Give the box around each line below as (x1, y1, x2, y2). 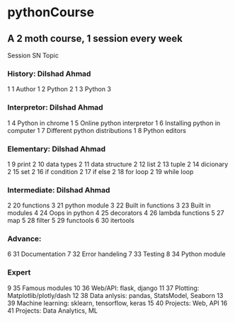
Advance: (7, 234, 42, 244)
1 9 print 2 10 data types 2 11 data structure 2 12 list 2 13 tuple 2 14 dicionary (7, 160, 229, 168)
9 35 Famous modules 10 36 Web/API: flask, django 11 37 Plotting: (7, 284, 200, 292)
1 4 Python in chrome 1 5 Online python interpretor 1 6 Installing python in (7, 118, 221, 127)
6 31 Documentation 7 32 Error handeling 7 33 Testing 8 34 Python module (7, 250, 226, 258)
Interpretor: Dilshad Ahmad (7, 103, 104, 113)
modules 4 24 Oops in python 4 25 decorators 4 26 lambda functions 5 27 (7, 209, 224, 217)
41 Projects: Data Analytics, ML (7, 306, 98, 315)
